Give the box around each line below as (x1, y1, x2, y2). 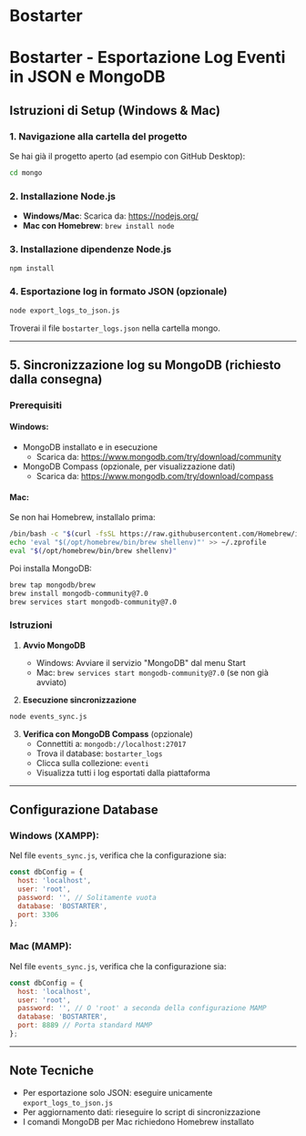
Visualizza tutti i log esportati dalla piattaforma (36, 767, 211, 778)
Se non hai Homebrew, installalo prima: (9, 512, 157, 523)
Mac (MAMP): (9, 940, 73, 953)
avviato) (36, 676, 67, 688)
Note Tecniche (9, 1063, 94, 1079)
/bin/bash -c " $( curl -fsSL (9, 529, 117, 538)
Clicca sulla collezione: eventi (36, 757, 149, 768)
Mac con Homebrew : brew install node (22, 220, 175, 231)
